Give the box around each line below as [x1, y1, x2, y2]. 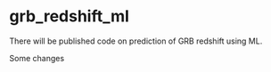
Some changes [9, 52, 65, 63]
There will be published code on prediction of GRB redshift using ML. [9, 36, 263, 46]
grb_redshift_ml [9, 6, 129, 27]
